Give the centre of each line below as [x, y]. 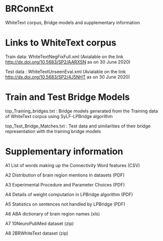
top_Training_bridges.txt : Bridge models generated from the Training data [81, 111]
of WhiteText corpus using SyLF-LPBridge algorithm [59, 116]
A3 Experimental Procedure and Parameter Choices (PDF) [65, 184]
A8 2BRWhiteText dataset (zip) [37, 233]
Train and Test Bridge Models [67, 97]
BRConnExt [29, 9]
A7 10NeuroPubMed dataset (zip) [40, 223]
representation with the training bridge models [53, 131]
